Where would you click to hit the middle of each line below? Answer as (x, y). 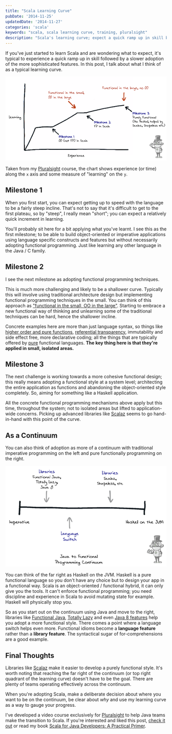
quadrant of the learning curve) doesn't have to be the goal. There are (79, 679)
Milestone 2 (25, 267)
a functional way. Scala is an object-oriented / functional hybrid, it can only (84, 586)
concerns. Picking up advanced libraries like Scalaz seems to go (84, 414)
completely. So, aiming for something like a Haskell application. (72, 393)
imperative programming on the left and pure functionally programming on (84, 453)
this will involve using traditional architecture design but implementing (79, 295)
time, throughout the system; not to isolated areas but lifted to (70, 409)
